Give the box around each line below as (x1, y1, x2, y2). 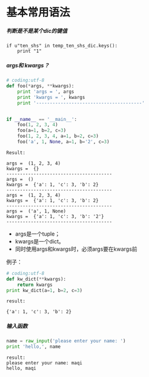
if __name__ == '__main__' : (6, 116, 78, 122)
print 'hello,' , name (6, 344, 61, 350)
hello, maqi (6, 365, 36, 372)
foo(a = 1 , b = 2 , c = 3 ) (17, 127, 67, 134)
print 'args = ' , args (17, 89, 74, 95)
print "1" (17, 48, 42, 55)
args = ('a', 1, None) (6, 208, 67, 214)
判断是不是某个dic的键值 (6, 27, 68, 34)
